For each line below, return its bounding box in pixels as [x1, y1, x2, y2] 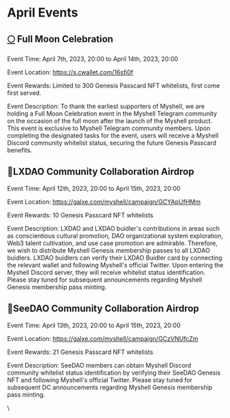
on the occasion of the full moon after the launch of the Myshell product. [7, 117, 213, 125]
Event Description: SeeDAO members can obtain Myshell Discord [7, 361, 192, 369]
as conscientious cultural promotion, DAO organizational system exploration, [7, 231, 224, 240]
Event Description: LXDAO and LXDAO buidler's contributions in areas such [7, 224, 220, 232]
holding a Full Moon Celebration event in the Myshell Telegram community [7, 109, 218, 118]
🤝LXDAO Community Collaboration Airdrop [7, 166, 194, 178]
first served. [7, 89, 42, 97]
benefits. [7, 146, 32, 154]
